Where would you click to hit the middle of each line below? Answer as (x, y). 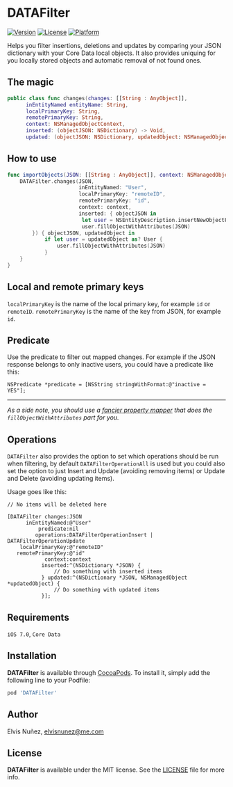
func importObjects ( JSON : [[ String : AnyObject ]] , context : (96, 175)
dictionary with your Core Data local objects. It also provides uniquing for (112, 53)
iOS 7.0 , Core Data (34, 634)
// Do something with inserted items (108, 572)
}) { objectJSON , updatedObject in (84, 233)
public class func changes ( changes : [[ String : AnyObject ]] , (97, 98)
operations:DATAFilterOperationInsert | (94, 535)
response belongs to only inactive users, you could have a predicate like (110, 365)
